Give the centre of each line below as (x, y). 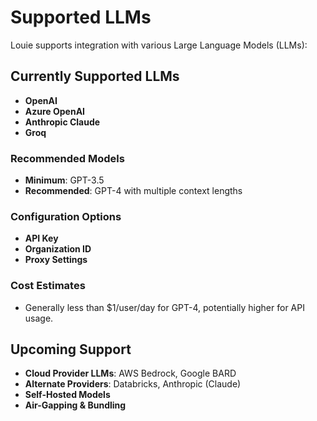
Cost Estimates (48, 286)
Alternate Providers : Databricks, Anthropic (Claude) (133, 384)
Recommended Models (67, 158)
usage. (39, 318)
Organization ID (58, 249)
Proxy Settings (56, 260)
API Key (41, 238)
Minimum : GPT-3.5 (64, 180)
